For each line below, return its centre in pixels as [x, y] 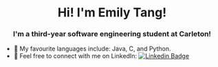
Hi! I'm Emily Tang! [112, 13]
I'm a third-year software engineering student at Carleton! [112, 34]
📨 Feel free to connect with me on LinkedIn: [75, 56]
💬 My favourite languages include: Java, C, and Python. [92, 49]
